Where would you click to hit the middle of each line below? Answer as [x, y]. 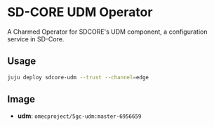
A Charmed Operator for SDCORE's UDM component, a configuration [107, 32]
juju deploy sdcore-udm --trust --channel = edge [78, 77]
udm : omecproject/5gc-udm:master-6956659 [79, 116]
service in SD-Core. [36, 39]
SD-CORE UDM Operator [80, 12]
